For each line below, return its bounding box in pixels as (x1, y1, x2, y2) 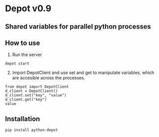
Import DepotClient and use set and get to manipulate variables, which (12, 70, 155, 76)
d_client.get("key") (5, 97, 47, 102)
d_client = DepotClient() (5, 89, 58, 94)
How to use (5, 39, 40, 47)
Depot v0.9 (5, 3, 51, 14)
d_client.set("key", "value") (5, 93, 67, 98)
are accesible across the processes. (12, 75, 86, 81)
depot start (5, 61, 29, 66)
